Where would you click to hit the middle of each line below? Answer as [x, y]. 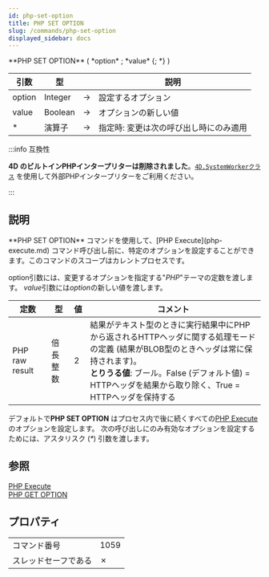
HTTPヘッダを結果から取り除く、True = [165, 385]
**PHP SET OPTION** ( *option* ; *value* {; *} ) [89, 61]
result [23, 371]
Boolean [59, 112]
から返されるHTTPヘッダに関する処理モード [173, 337]
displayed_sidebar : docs [50, 38]
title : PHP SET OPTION [46, 23]
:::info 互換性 [29, 149]
